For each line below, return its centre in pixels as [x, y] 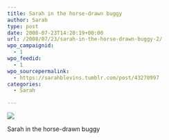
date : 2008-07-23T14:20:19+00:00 [55, 33]
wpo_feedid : [24, 59]
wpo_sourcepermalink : [38, 71]
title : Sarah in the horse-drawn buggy [65, 13]
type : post [23, 26]
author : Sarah [28, 20]
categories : [24, 84]
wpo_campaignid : [30, 46]
